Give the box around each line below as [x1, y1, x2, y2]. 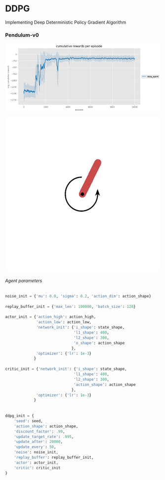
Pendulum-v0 [5, 32, 39, 38]
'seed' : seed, [14, 418, 43, 423]
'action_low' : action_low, [36, 320, 92, 325]
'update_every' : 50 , [14, 444, 56, 449]
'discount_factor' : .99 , [14, 429, 65, 434]
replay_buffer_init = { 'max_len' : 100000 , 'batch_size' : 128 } [5, 304, 136, 309]
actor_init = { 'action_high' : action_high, [5, 314, 96, 320]
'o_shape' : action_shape [73, 340, 125, 345]
